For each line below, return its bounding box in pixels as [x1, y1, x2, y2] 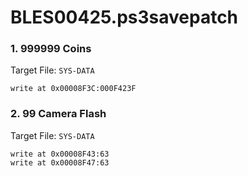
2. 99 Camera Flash [10, 107, 107, 121]
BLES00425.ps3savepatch [10, 6, 239, 29]
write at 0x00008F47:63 [10, 157, 110, 168]
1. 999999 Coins [10, 42, 92, 56]
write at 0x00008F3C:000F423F [10, 84, 137, 94]
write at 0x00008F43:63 [10, 149, 110, 159]
